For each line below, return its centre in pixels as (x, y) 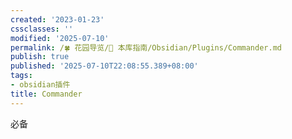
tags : (21, 76)
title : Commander (46, 94)
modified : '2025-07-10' (60, 38)
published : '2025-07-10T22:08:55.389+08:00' (104, 66)
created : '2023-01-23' (57, 19)
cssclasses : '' (42, 29)
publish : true (40, 57)
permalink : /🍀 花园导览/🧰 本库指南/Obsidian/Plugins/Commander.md (146, 47)
